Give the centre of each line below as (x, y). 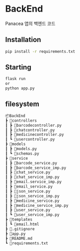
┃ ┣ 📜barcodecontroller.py (33, 125)
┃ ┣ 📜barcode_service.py (31, 163)
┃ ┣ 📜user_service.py (28, 210)
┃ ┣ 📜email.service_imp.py (33, 182)
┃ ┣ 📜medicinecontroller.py (35, 135)
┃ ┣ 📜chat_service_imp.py (32, 177)
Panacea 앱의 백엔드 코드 (30, 23)
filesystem (22, 104)
